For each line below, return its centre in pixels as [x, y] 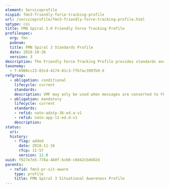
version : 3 [21, 57]
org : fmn [19, 38]
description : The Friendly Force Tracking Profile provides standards [81, 61]
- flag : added [29, 141]
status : [13, 127]
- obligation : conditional [38, 80]
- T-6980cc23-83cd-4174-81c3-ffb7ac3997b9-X [57, 71]
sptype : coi [18, 24]
